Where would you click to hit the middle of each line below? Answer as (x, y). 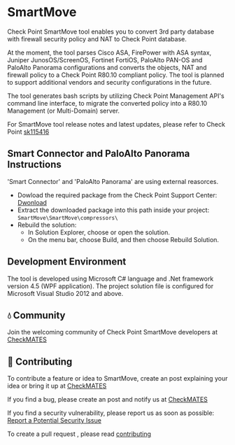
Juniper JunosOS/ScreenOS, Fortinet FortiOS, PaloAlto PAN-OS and (105, 59)
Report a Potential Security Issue (54, 421)
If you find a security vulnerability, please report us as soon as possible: (111, 413)
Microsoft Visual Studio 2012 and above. (65, 293)
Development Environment (67, 262)
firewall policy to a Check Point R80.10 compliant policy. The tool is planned (116, 75)
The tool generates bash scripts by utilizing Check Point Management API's (116, 96)
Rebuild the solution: (47, 225)
